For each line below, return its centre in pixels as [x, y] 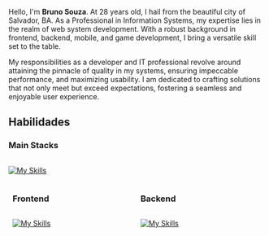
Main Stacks [33, 146]
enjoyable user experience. [54, 96]
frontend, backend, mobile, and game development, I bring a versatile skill [132, 37]
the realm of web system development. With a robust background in [122, 29]
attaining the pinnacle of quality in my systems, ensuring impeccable [123, 71]
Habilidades [39, 122]
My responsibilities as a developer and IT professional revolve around [125, 62]
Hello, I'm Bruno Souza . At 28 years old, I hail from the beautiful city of [127, 12]
